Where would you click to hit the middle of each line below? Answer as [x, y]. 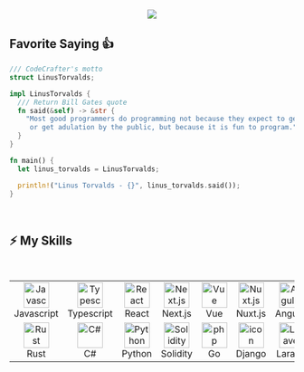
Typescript [90, 314]
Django [251, 354]
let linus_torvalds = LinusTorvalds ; [89, 169]
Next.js [176, 314]
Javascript [36, 314]
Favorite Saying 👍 [62, 44]
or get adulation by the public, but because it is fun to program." [163, 128]
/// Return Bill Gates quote [72, 102]
